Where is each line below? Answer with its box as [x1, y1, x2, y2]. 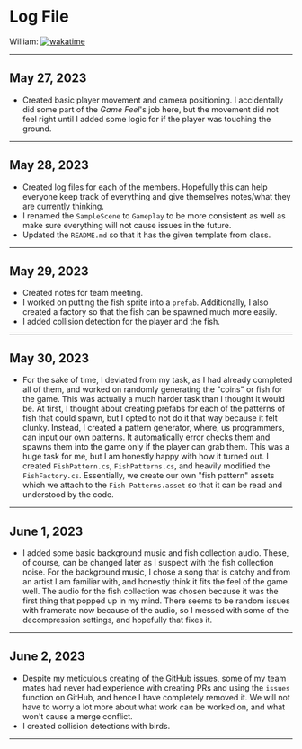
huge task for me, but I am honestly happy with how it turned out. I [22, 451, 270, 462]
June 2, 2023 [9, 649, 85, 664]
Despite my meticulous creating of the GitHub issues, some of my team [22, 673, 287, 683]
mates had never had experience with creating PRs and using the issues [22, 682, 290, 693]
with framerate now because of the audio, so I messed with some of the [22, 605, 289, 615]
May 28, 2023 [9, 157, 89, 173]
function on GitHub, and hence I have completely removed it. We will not [22, 691, 290, 702]
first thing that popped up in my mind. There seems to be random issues [22, 595, 290, 606]
